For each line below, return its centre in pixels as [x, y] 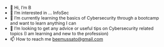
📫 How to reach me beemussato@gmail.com [56, 39]
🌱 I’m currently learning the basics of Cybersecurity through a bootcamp [84, 18]
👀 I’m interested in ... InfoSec [39, 13]
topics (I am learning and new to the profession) [59, 34]
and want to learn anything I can [43, 23]
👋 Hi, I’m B [20, 8]
